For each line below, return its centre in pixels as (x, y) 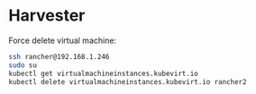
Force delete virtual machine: (63, 40)
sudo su (23, 65)
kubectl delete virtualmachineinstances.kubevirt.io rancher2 (128, 81)
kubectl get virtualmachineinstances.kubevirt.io (104, 73)
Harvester (47, 16)
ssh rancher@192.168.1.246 (59, 56)
